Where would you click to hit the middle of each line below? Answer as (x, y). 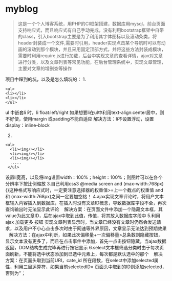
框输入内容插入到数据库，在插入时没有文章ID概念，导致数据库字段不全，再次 (86, 203)
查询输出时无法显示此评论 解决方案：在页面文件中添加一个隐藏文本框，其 (84, 209)
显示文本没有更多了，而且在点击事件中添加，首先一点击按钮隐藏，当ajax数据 (86, 241)
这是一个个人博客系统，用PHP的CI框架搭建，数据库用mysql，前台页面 (91, 24)
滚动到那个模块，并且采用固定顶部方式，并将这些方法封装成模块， (96, 49)
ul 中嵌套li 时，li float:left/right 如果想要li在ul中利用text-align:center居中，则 (85, 112)
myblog (22, 9)
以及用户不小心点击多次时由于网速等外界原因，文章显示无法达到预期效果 (90, 228)
